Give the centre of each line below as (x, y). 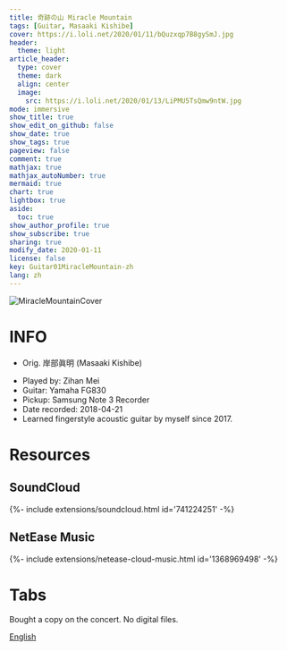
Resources (50, 455)
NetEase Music (52, 537)
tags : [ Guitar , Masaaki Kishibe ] (72, 26)
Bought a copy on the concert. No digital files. (94, 620)
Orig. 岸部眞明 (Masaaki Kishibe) (82, 362)
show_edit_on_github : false (62, 126)
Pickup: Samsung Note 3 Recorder (86, 400)
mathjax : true (36, 167)
